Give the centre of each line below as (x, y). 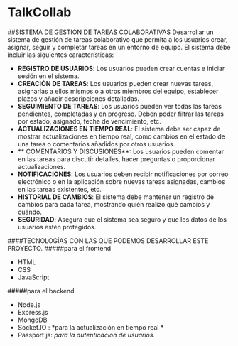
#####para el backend (41, 291)
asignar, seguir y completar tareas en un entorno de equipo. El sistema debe (119, 47)
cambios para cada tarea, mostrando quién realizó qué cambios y (114, 204)
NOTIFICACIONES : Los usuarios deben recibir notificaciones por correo (123, 174)
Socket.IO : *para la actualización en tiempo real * (91, 327)
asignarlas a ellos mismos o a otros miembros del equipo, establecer (118, 91)
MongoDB (32, 320)
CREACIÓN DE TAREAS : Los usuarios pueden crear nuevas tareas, (115, 83)
